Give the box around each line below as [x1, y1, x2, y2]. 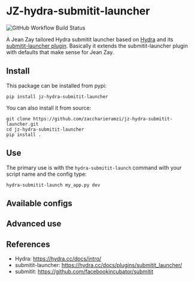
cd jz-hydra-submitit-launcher [6, 126, 84, 132]
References [6, 239, 50, 249]
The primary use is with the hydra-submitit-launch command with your [6, 164, 182, 171]
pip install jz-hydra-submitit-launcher [6, 93, 109, 100]
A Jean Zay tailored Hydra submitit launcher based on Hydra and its [6, 36, 174, 43]
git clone [6, 116, 31, 122]
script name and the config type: [6, 170, 87, 178]
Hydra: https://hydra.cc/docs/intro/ [14, 255, 102, 262]
